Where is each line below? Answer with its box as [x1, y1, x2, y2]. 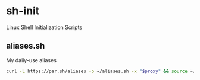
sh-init [6, 4, 40, 18]
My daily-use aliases [6, 56, 57, 63]
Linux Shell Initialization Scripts [6, 24, 82, 31]
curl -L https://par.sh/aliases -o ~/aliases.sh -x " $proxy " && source [6, 68, 187, 74]
